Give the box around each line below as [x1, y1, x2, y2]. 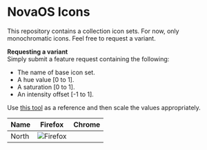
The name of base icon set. [17, 68, 95, 76]
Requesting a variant [7, 47, 68, 56]
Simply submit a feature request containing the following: [7, 54, 170, 63]
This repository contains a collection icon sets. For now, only [7, 27, 179, 35]
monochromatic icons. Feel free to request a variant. [7, 34, 157, 42]
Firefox [40, 120, 64, 129]
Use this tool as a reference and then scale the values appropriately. [7, 103, 201, 111]
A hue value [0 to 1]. [17, 75, 75, 83]
